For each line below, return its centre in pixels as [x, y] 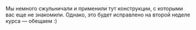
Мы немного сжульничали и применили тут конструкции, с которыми [94, 9]
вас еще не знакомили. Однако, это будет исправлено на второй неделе [98, 15]
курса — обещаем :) [31, 21]
